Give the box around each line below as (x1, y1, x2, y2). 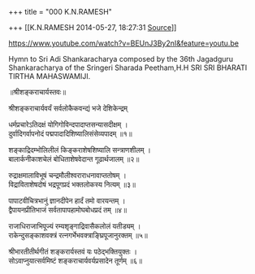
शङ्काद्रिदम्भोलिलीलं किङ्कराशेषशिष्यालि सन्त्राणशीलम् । (8, 146, 152, 154)
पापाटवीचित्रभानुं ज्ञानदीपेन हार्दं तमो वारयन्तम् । (8, 196, 126, 206)
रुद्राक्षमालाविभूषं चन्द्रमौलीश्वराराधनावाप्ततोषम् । (8, 171, 127, 180)
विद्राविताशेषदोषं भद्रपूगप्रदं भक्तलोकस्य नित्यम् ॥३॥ (8, 180, 136, 189)
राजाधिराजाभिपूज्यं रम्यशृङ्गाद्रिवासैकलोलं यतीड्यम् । (8, 221, 141, 231)
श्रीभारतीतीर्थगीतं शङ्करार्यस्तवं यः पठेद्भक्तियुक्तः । (8, 247, 138, 256)
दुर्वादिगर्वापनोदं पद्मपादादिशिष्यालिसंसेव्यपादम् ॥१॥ (8, 129, 132, 138)
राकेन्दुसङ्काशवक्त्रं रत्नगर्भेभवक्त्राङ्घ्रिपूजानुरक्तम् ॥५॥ (8, 231, 149, 240)
